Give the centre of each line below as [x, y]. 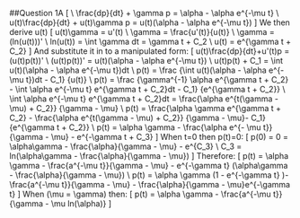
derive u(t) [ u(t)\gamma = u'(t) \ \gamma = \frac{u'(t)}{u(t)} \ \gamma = [142, 32]
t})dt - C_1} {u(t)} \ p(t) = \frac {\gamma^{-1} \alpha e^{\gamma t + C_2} [157, 79]
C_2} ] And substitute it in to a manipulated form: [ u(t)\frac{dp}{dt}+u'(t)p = [150, 51]
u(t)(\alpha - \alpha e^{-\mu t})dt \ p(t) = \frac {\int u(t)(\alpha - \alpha [138, 70]
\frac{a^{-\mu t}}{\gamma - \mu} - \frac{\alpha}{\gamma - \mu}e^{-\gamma [150, 184]
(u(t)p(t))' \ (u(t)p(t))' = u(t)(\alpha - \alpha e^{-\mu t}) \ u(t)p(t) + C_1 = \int [146, 61]
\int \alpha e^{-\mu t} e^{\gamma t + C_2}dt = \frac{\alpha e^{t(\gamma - [144, 99]
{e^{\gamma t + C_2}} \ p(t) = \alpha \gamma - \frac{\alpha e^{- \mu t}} [141, 127]
